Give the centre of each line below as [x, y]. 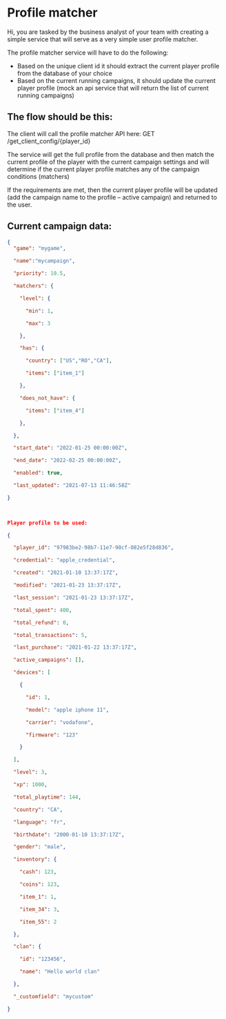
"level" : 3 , [31, 772]
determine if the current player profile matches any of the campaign [103, 169]
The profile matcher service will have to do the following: [88, 53]
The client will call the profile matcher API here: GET [81, 133]
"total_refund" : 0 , [41, 622]
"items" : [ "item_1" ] [55, 373]
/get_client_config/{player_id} [49, 141]
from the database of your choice [64, 73]
